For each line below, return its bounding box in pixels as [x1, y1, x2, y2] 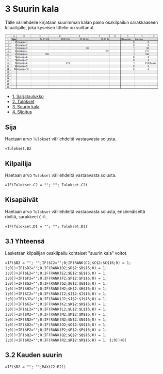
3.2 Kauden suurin [5, 351, 62, 359]
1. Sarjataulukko [12, 94, 44, 99]
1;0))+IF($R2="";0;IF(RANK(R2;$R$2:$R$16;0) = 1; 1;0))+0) [5, 338, 127, 342]
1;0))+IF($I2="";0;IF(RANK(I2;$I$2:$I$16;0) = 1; [5, 291, 108, 296]
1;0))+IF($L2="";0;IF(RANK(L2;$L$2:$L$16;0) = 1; [5, 307, 108, 311]
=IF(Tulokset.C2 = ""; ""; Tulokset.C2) [5, 183, 88, 188]
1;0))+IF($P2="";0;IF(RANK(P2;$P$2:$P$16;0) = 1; [5, 327, 108, 332]
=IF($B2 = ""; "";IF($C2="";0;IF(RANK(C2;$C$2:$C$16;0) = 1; [5, 260, 131, 265]
